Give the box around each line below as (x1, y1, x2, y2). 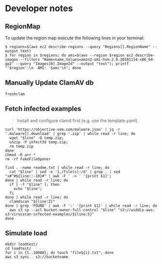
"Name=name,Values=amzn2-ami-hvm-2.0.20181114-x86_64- (42, 57, 155, 62)
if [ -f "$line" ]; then (9, 182, 60, 187)
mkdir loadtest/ (5, 242, 38, 247)
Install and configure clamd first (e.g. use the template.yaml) (16, 117, 138, 124)
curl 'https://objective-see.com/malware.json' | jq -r (5, 127, 120, 132)
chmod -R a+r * (5, 152, 36, 157)
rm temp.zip (9, 144, 34, 149)
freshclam (5, 92, 25, 96)
